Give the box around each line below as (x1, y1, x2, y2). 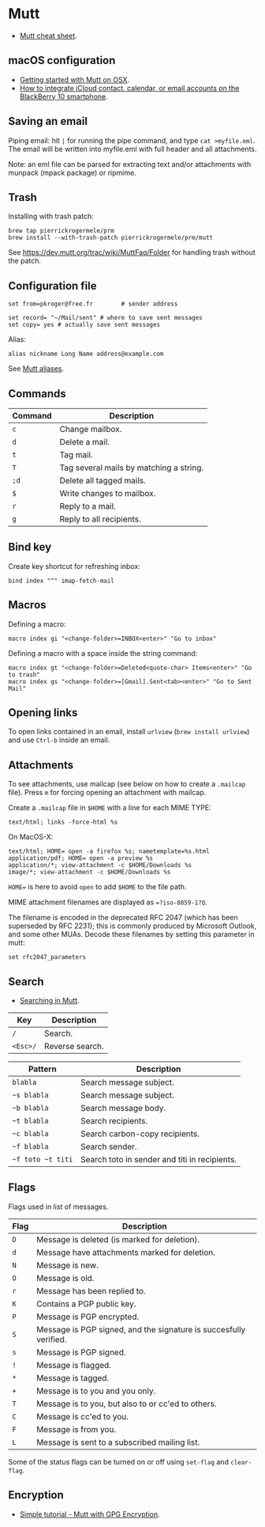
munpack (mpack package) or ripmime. (8, 168, 136, 177)
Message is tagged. (36, 1372, 110, 1383)
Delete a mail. (59, 437, 110, 447)
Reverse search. (44, 1041, 104, 1052)
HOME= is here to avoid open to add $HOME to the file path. (8, 882, 187, 892)
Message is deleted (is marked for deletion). (36, 1233, 200, 1245)
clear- (230, 1458, 252, 1466)
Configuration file (8, 278, 97, 293)
